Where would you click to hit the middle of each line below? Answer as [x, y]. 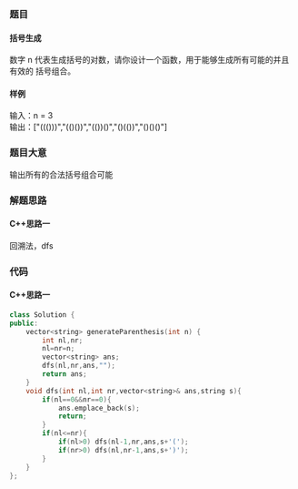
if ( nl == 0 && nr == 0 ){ [77, 399]
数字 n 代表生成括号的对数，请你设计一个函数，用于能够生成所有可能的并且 [149, 60]
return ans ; [65, 374]
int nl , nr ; [63, 340]
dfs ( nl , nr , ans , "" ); [79, 366]
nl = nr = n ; [59, 349]
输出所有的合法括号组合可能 [61, 174]
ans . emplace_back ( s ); [99, 408]
